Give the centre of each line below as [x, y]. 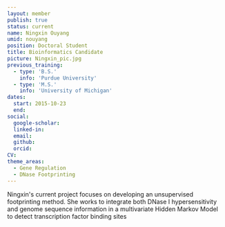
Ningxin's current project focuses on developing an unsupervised [100, 194]
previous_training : [35, 65]
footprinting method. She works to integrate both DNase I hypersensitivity [112, 201]
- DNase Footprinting [45, 174]
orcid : [23, 149]
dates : [17, 98]
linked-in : [29, 129]
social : [18, 116]
